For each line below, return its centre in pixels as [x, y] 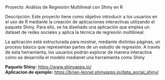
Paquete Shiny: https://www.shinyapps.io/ [48, 67]
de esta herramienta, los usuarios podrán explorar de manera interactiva [79, 52]
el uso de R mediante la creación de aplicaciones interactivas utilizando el [80, 22]
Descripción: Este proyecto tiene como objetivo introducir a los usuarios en [81, 16]
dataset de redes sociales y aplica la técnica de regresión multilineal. [75, 32]
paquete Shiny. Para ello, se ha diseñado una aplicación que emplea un [77, 27]
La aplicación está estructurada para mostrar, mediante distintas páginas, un [83, 42]
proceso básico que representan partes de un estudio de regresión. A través [83, 47]
